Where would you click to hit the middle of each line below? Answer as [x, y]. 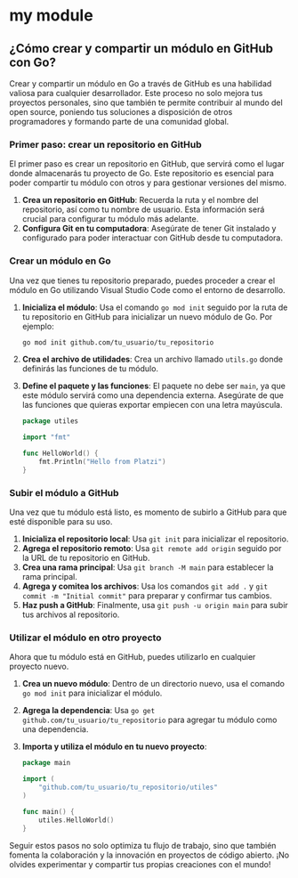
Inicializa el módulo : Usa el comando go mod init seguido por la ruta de [155, 307]
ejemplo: [38, 326]
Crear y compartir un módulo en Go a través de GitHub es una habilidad [141, 84]
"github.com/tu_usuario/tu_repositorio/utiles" [128, 788]
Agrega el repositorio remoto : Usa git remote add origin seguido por [152, 549]
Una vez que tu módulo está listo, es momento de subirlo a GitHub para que [148, 512]
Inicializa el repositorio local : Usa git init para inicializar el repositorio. [155, 539]
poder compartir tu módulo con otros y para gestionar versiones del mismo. [148, 183]
